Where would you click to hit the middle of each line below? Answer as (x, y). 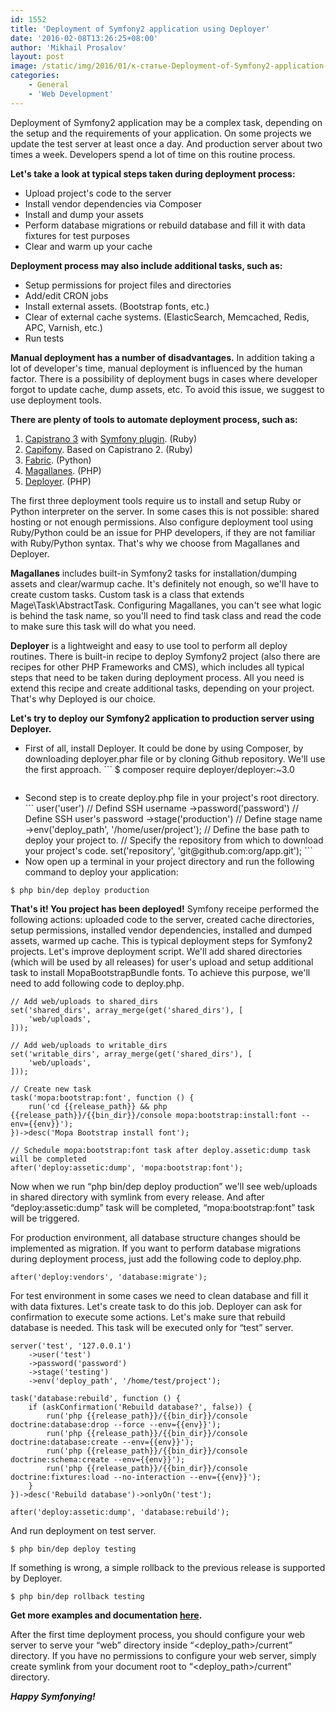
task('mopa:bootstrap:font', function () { (102, 1097)
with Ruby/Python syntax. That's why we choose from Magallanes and (155, 543)
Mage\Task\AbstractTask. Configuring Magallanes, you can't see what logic (166, 605)
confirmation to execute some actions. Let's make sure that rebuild (148, 1317)
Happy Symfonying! (53, 1696)
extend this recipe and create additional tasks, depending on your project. (162, 688)
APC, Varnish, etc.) (63, 327)
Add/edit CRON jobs (66, 295)
